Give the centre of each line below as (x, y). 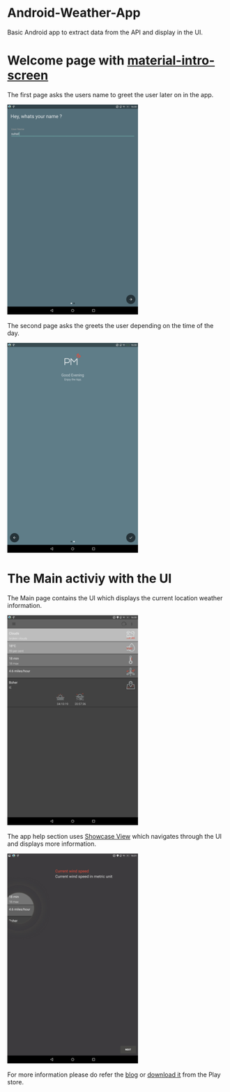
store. (16, 1082)
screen (28, 76)
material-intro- (171, 61)
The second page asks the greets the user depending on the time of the (110, 325)
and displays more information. (52, 844)
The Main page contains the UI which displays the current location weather (115, 598)
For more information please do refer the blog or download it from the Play (114, 1075)
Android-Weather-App (74, 13)
